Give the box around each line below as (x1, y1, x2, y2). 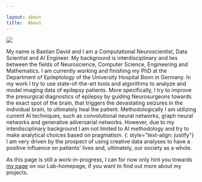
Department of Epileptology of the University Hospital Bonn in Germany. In (6, 73, 191, 80)
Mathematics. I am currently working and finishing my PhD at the (6, 67, 168, 74)
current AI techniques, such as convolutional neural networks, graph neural (6, 112, 194, 119)
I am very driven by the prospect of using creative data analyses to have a (6, 137, 191, 145)
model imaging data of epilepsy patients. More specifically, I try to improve (6, 86, 192, 94)
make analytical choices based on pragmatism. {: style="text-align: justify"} (6, 131, 194, 138)
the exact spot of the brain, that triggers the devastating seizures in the (6, 99, 183, 106)
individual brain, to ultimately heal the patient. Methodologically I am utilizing (6, 105, 197, 112)
